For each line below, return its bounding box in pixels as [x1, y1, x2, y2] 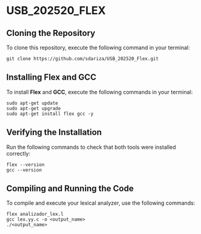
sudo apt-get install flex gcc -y [6, 111, 94, 117]
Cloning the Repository [6, 28, 95, 38]
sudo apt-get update [6, 100, 59, 106]
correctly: [6, 150, 31, 157]
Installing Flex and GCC [6, 72, 97, 83]
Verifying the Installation [6, 127, 102, 137]
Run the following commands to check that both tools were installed [6, 143, 176, 151]
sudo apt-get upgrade [6, 105, 61, 111]
